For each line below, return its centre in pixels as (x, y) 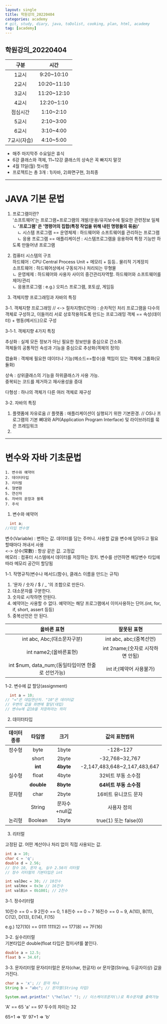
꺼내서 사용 (33, 544)
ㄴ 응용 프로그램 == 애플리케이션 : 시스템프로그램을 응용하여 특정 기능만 (86, 239)
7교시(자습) (20, 140)
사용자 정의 (120, 807)
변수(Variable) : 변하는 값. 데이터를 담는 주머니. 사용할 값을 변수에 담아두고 (77, 538)
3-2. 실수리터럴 (20, 937)
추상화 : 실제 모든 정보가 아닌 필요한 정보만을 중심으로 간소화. (64, 341)
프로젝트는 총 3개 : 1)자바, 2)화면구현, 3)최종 (55, 172)
